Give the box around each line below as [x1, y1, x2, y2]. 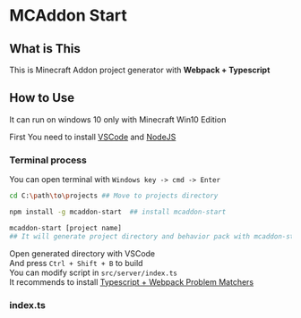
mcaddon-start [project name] [9, 223, 123, 232]
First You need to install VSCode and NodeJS [9, 131, 176, 142]
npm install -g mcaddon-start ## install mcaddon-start [9, 207, 227, 216]
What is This [9, 41, 81, 56]
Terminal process [9, 154, 87, 166]
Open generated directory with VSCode [9, 247, 156, 259]
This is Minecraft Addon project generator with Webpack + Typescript [9, 64, 271, 75]
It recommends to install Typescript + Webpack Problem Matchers [9, 276, 254, 287]
